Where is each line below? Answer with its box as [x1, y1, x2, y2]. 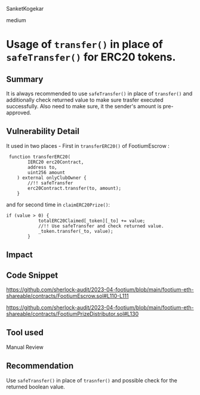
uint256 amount [27, 169, 66, 175]
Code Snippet [6, 270, 59, 280]
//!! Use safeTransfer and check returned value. [38, 223, 164, 229]
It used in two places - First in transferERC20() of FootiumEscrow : [6, 142, 170, 149]
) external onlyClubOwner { [17, 175, 87, 181]
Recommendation [6, 361, 73, 371]
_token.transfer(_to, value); [38, 228, 113, 234]
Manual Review [6, 344, 44, 351]
